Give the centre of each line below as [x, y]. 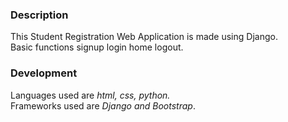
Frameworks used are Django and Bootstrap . [103, 105]
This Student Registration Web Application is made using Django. [144, 37]
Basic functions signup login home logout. [97, 47]
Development [44, 73]
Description [39, 15]
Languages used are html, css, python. [90, 95]
